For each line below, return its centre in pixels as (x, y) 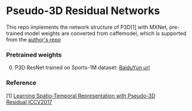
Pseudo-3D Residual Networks (83, 11)
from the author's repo (34, 39)
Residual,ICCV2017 (29, 102)
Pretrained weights (34, 55)
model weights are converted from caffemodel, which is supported (105, 33)
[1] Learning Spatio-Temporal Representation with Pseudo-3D (81, 96)
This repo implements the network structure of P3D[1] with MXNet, (87, 27)
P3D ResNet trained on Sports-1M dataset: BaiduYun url (82, 68)
